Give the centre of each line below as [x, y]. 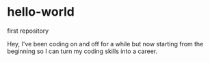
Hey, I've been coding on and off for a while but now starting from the [105, 44]
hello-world [41, 12]
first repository [28, 31]
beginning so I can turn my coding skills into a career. [82, 51]
